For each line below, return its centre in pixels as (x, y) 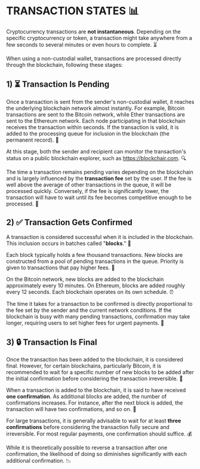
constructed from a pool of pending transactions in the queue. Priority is (95, 261)
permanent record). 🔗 (33, 140)
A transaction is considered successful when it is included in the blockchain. (100, 237)
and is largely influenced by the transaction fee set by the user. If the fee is (99, 178)
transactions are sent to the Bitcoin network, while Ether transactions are (96, 114)
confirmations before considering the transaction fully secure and (88, 427)
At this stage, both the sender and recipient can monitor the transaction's (96, 151)
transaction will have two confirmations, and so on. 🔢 (71, 409)
